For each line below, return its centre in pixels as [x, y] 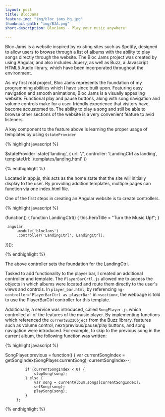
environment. [19, 73]
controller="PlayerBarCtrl [33, 295]
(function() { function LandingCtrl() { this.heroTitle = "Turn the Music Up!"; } [82, 218]
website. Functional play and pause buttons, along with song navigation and [82, 99]
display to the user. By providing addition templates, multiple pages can [78, 184]
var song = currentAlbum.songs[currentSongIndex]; [87, 383]
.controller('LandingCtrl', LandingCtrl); [61, 236]
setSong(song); [50, 387]
